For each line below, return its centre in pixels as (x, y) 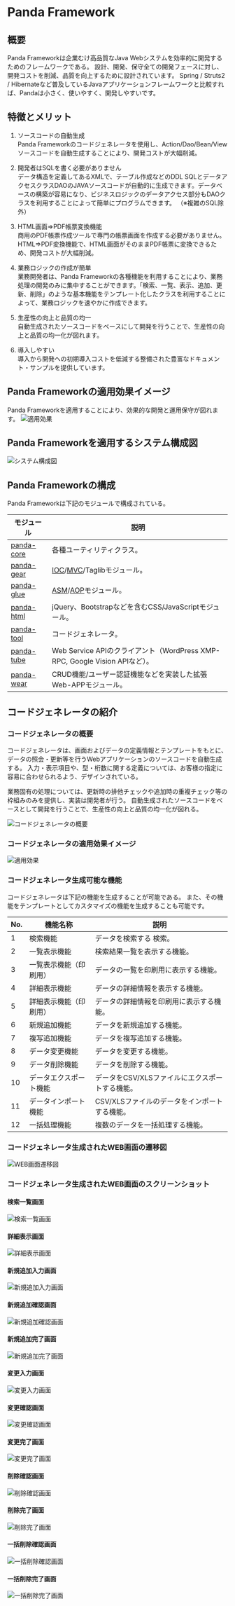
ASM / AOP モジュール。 (89, 591)
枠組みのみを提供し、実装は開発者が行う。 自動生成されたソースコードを (112, 800)
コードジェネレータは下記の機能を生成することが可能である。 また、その (112, 897)
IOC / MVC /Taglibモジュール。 (99, 570)
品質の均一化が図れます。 (66, 335)
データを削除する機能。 (134, 1064)
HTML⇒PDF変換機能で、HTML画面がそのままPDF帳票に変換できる (114, 244)
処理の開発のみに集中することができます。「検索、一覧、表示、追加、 (117, 285)
